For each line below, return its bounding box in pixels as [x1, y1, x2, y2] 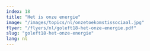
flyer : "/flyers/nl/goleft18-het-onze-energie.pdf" [6, 25, 136, 31]
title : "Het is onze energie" [6, 14, 81, 20]
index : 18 [6, 8, 31, 15]
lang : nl [6, 36, 28, 42]
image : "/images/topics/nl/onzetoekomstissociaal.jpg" [6, 19, 145, 25]
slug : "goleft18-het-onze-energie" [6, 30, 94, 36]
